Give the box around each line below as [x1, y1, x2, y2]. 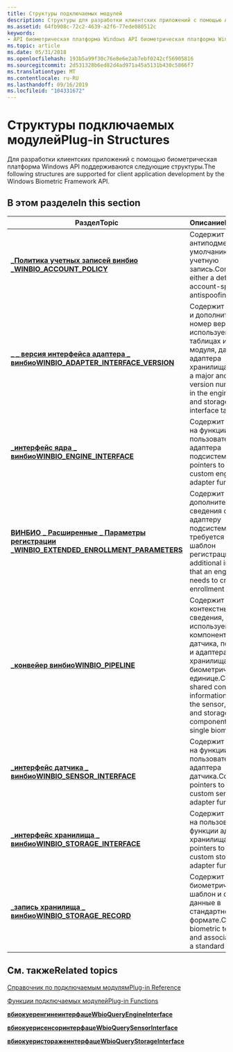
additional [189, 558, 222, 567]
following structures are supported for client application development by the [7, 170, 225, 178]
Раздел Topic [75, 218, 119, 227]
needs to [189, 575, 218, 585]
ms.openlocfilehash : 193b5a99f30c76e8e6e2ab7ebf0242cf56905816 [7, 55, 194, 62]
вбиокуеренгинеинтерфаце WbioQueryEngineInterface [7, 1010, 173, 1018]
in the [189, 388, 208, 397]
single [189, 725, 209, 735]
